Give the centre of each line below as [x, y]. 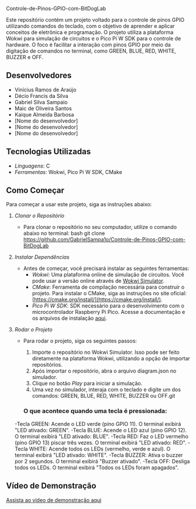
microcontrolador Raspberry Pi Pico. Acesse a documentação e [109, 312]
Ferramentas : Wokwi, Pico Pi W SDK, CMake [68, 172]
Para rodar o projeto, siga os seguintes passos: [80, 341]
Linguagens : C [32, 166]
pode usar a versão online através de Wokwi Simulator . [98, 281]
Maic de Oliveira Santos [43, 108]
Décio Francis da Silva [41, 95]
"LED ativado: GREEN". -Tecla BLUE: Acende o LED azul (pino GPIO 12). [101, 430]
